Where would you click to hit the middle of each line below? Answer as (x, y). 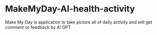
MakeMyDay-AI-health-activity (70, 9)
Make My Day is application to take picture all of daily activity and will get (79, 22)
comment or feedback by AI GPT (38, 27)
